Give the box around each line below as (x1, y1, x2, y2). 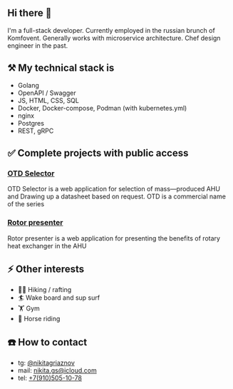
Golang (17, 81, 39, 89)
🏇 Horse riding (17, 315, 61, 323)
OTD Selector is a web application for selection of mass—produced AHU (7, 185, 221, 193)
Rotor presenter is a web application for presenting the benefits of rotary (7, 233, 221, 243)
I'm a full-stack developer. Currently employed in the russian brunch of (7, 26, 215, 34)
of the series (7, 200, 45, 208)
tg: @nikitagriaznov (17, 358, 75, 368)
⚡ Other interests (7, 263, 85, 275)
